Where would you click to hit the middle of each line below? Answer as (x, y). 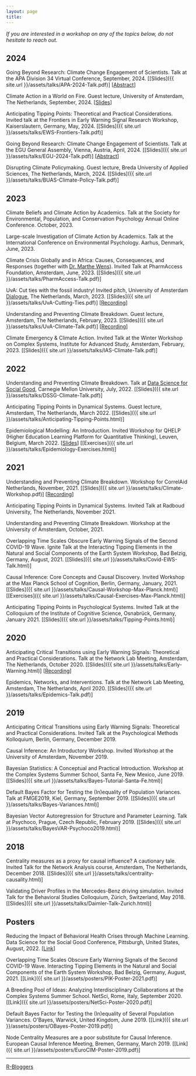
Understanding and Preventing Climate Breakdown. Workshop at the (88, 523)
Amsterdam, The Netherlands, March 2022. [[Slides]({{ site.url (81, 413)
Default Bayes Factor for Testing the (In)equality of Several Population (90, 1014)
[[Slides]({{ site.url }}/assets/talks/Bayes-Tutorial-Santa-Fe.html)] (85, 781)
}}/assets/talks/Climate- (155, 488)
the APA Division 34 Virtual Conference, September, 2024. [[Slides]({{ (90, 79)
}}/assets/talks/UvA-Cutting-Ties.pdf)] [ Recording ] (67, 303)
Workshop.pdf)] (25, 494)
